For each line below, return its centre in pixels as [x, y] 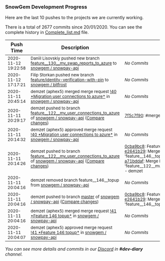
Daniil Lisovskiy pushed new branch [65, 58]
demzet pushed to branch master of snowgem [75, 197]
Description [75, 48]
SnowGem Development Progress [46, 7]
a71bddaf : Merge [141, 161]
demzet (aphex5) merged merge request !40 [74, 92]
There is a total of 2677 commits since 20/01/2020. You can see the [74, 27]
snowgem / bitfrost [49, 85]
